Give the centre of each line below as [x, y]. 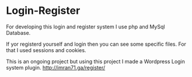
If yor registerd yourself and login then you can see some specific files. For [96, 44]
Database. [18, 32]
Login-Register [43, 11]
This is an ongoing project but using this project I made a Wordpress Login [96, 61]
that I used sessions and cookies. [46, 50]
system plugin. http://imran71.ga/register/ [56, 67]
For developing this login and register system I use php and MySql [85, 27]
